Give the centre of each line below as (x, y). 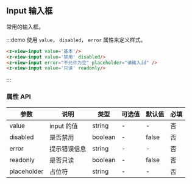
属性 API (19, 97)
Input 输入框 (30, 11)
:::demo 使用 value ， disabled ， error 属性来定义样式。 (76, 40)
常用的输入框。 (25, 27)
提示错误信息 (68, 149)
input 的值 (64, 126)
